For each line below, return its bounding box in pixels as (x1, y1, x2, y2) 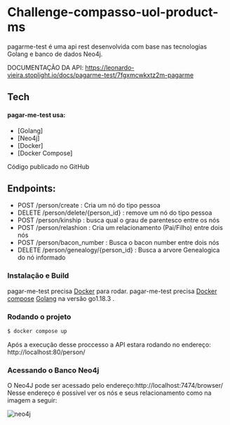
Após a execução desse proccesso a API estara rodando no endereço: (7, 340, 212, 349)
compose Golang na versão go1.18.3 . (7, 294, 115, 302)
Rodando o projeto (7, 311, 72, 321)
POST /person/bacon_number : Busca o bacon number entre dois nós (17, 238, 219, 247)
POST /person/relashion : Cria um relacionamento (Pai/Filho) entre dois (17, 224, 223, 232)
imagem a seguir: (7, 396, 57, 405)
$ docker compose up (7, 328, 68, 335)
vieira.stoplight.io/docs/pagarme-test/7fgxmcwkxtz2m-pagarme (7, 71, 194, 79)
